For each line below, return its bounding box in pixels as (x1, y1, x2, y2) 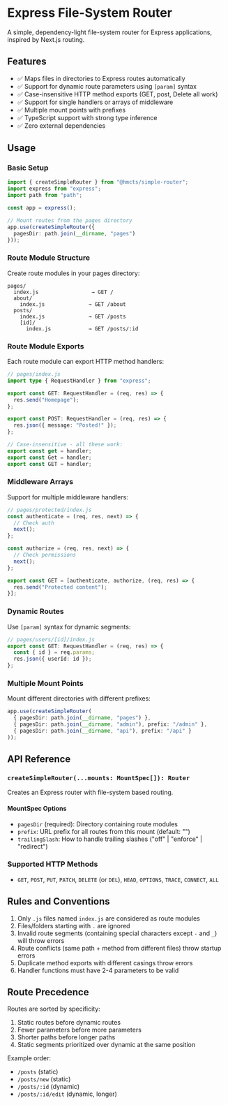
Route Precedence (7, 986, 89, 998)
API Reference (7, 753, 71, 766)
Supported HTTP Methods (7, 859, 98, 869)
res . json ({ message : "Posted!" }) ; (13, 422, 117, 429)
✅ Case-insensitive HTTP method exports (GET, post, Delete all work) (17, 89, 218, 98)
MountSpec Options (7, 804, 67, 812)
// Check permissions (13, 552, 77, 559)
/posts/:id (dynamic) (17, 1083, 80, 1091)
